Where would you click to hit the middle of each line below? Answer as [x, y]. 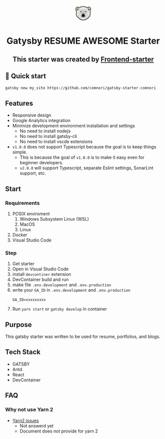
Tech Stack [23, 352]
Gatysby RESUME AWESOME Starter [83, 41]
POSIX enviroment [31, 214]
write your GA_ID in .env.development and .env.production [71, 290]
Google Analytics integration [41, 121]
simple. [20, 152]
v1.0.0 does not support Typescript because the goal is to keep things [84, 147]
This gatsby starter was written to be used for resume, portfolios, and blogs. [83, 337]
